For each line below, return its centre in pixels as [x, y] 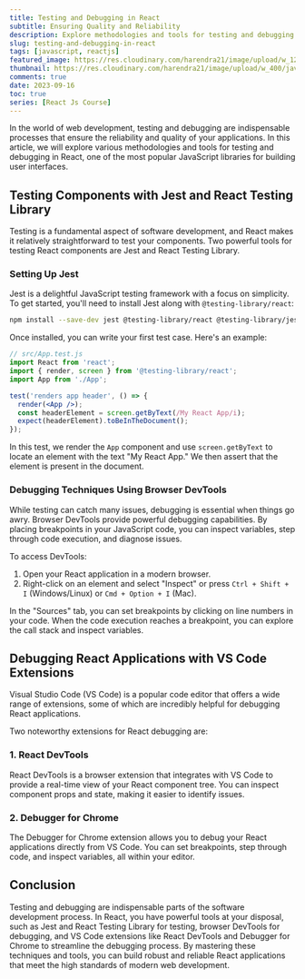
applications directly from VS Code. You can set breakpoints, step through [148, 846]
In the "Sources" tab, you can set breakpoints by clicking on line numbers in [151, 610]
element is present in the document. [77, 466]
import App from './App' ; [58, 379]
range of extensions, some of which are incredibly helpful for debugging [145, 704]
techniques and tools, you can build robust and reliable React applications [148, 955]
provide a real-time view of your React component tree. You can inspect [144, 784]
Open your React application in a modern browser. [117, 574]
